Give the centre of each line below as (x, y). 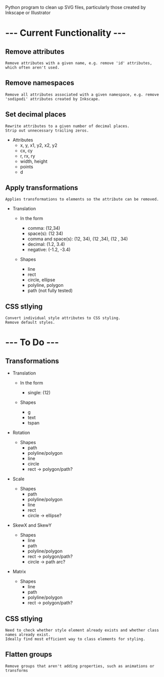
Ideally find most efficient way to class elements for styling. (75, 639)
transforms (17, 670)
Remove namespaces (40, 83)
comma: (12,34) (44, 228)
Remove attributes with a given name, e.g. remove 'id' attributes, (79, 63)
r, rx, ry (28, 156)
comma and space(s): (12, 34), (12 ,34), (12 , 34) (78, 239)
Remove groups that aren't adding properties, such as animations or (80, 666)
